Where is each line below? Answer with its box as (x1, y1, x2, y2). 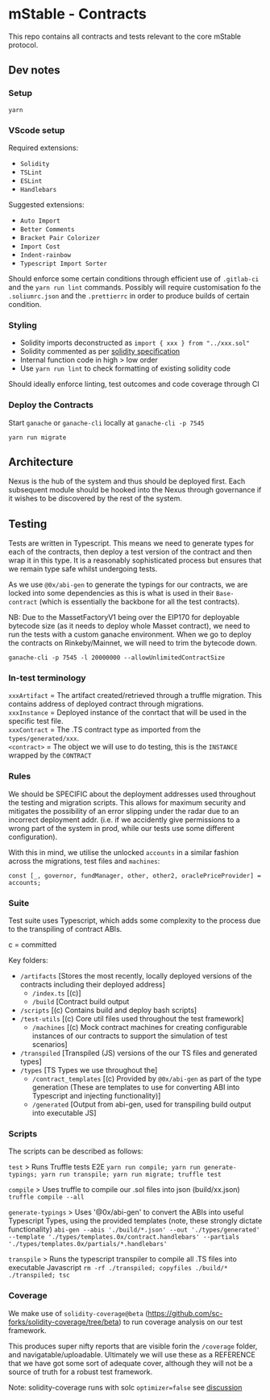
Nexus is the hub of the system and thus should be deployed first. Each (8, 476, 246, 486)
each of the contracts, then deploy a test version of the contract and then (8, 547, 252, 557)
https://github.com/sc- (147, 1308, 223, 1318)
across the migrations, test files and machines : (8, 856, 160, 866)
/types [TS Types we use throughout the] (19, 1066, 158, 1075)
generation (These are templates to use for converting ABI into (31, 1082, 240, 1092)
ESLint (19, 177, 43, 185)
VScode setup (8, 124, 65, 135)
